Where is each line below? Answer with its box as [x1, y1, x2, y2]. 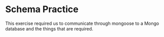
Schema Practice [5, 4, 79, 15]
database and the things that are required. [5, 25, 93, 31]
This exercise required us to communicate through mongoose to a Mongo [5, 20, 159, 26]
